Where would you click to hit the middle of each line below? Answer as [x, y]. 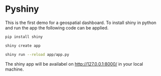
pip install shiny [24, 37]
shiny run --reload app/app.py [37, 54]
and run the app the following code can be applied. [57, 27]
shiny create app [23, 46]
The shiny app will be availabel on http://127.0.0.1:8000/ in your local [74, 64]
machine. [15, 69]
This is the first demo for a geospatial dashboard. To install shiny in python [81, 23]
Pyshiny [22, 9]
